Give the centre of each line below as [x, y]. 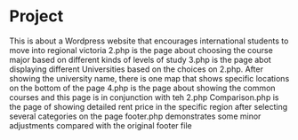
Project [36, 16]
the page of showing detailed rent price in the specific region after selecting [149, 106]
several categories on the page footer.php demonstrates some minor [135, 116]
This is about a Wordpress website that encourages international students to [149, 41]
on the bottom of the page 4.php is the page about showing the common [142, 88]
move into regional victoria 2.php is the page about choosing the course [141, 50]
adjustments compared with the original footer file [101, 125]
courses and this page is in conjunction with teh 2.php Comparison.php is [144, 97]
